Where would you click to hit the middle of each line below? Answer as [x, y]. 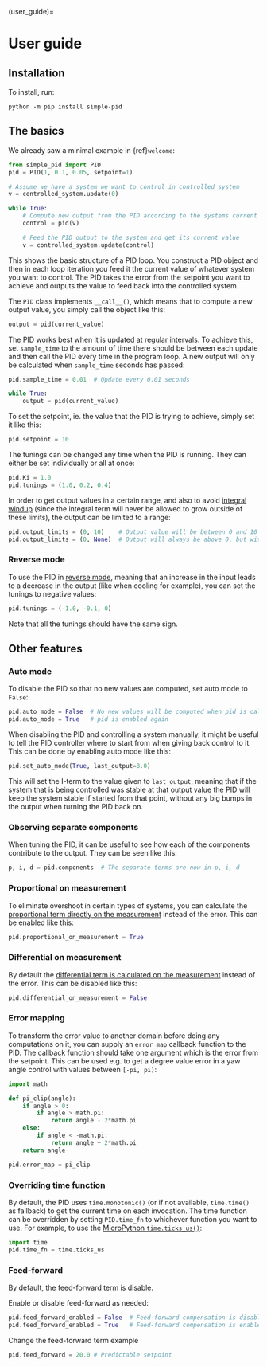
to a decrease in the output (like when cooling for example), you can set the [132, 586]
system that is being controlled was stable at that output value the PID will [129, 790]
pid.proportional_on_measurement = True [76, 937]
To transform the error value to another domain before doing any [114, 1036]
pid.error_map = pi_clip [49, 1165]
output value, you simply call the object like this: [87, 309]
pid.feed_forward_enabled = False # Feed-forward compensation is [122, 1318]
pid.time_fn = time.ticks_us [56, 1250]
